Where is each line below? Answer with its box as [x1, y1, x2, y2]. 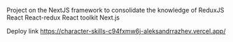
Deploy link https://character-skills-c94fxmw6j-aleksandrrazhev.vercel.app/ [6, 27, 226, 35]
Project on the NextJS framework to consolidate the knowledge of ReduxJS [6, 6, 225, 14]
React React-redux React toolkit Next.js [6, 13, 120, 22]
